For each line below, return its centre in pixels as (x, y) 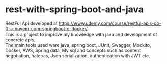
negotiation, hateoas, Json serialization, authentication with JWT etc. (78, 56)
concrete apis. (20, 40)
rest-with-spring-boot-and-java (75, 9)
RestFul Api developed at (31, 23)
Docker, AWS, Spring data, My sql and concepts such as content (73, 50)
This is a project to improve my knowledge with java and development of (81, 34)
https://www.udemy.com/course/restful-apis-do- (110, 23)
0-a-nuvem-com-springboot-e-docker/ (47, 28)
